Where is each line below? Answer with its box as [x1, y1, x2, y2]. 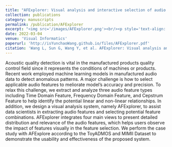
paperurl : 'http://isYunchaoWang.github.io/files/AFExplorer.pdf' [5, 41, 150, 46]
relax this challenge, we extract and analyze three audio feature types [5, 87, 153, 93]
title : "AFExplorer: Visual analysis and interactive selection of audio [5, 7, 166, 13]
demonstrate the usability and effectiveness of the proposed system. [5, 136, 151, 142]
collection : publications [5, 12, 60, 17]
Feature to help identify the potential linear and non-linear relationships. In [5, 98, 162, 104]
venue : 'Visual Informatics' [5, 36, 68, 41]
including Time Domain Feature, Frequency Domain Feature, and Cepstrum [5, 92, 163, 98]
